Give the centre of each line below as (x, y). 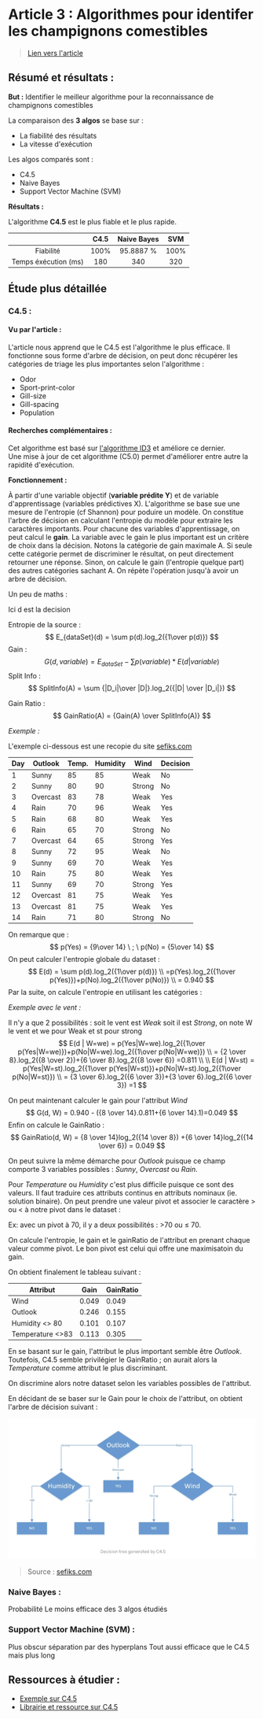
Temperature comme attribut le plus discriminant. (88, 1368)
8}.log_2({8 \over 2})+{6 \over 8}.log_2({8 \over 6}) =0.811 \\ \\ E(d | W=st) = (132, 1060)
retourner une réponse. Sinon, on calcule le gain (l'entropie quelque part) (126, 562)
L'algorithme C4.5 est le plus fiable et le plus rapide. (92, 221)
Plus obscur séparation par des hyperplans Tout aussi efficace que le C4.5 (129, 1647)
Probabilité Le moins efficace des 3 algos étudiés (88, 1609)
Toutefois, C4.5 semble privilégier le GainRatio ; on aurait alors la (113, 1360)
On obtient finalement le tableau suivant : (75, 1272)
